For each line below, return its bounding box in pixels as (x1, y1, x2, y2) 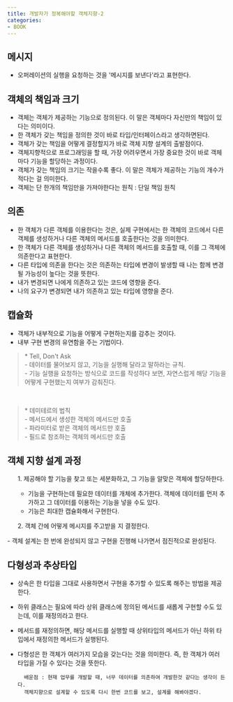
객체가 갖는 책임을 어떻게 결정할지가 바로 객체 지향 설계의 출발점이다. (17, 139, 204, 148)
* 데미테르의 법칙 (24, 406, 71, 414)
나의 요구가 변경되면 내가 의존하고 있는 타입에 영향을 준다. (17, 286, 174, 295)
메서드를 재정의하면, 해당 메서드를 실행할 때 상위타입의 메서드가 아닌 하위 (17, 626, 215, 635)
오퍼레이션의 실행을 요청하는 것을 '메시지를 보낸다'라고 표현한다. (17, 71, 191, 79)
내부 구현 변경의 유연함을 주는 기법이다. (17, 337, 124, 346)
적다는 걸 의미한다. (17, 174, 68, 183)
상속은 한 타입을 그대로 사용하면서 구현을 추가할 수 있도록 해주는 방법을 (17, 579, 209, 588)
